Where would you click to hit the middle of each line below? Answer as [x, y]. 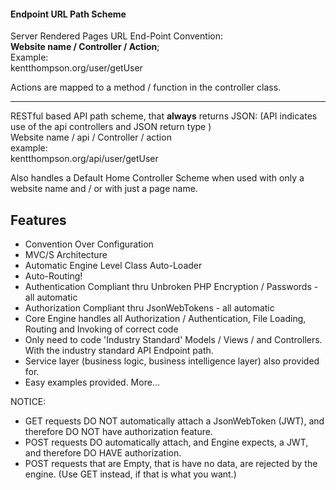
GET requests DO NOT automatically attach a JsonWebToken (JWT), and [174, 421]
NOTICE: [28, 402]
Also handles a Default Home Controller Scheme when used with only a [157, 178]
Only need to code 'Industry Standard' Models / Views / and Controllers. [173, 340]
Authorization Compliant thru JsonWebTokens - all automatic [149, 308]
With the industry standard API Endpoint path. [119, 351]
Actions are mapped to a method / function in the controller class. [146, 87]
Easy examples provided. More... [92, 382]
